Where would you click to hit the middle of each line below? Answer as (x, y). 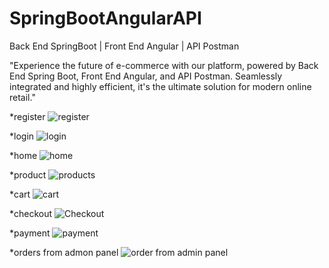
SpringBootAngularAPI (105, 18)
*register (27, 116)
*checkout (31, 213)
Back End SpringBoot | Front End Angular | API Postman (124, 46)
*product (28, 174)
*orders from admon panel (64, 252)
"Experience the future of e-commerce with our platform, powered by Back (164, 65)
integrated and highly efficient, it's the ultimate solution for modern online (160, 86)
